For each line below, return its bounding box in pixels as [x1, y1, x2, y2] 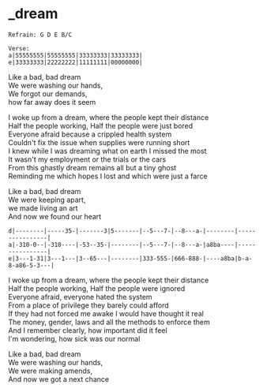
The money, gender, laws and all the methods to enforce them [8, 317, 211, 327]
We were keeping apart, [8, 195, 86, 204]
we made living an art [8, 203, 78, 213]
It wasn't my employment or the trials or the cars [8, 155, 167, 164]
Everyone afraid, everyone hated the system [8, 292, 152, 301]
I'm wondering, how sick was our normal [8, 334, 141, 343]
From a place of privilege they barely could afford [8, 301, 170, 310]
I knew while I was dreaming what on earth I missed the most [8, 146, 207, 155]
